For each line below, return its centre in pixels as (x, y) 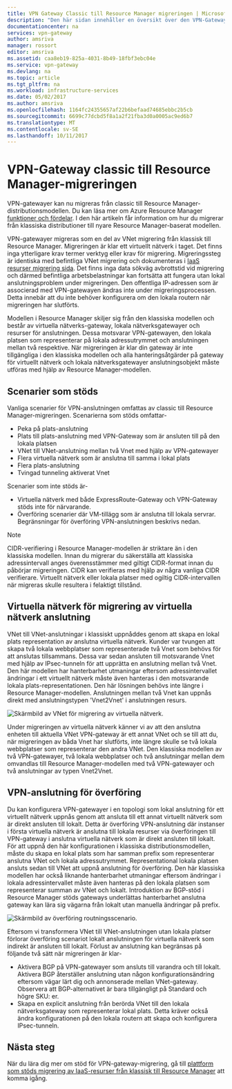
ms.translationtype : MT (41, 123)
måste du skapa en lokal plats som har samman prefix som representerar (111, 853)
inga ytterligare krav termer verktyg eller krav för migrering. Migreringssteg (114, 253)
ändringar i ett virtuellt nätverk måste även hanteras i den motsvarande (108, 678)
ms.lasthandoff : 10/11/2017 (48, 135)
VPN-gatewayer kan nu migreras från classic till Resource (89, 204)
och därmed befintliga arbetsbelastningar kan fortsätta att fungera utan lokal (116, 276)
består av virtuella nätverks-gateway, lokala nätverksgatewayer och (104, 326)
